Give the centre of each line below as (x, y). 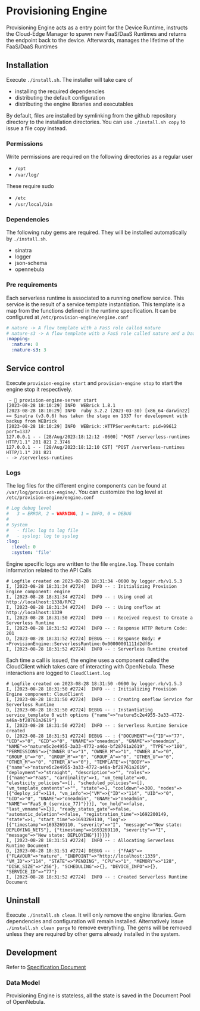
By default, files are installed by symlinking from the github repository (91, 115)
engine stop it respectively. (39, 389)
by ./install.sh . (27, 239)
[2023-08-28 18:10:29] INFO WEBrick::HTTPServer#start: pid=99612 (92, 426)
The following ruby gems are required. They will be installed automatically (97, 232)
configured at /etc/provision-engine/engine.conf (68, 317)
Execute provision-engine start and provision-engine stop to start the (94, 383)
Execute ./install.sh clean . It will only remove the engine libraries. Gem (96, 915)
